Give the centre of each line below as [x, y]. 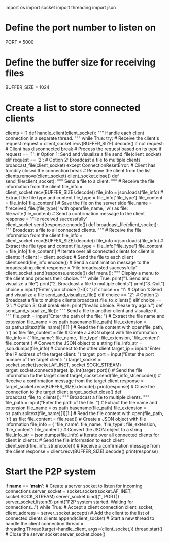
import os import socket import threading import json [61, 7]
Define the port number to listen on [81, 28]
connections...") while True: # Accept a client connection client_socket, [79, 507]
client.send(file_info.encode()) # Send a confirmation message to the [77, 262]
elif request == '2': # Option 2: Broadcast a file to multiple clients [73, 160]
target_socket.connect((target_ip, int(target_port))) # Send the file [74, 370]
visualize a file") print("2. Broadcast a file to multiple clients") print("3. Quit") [85, 283]
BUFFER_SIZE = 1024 [27, 87]
